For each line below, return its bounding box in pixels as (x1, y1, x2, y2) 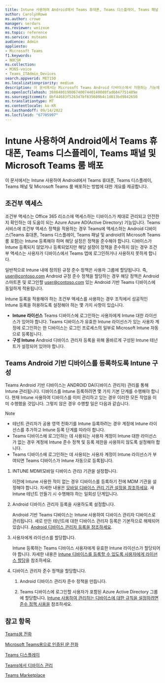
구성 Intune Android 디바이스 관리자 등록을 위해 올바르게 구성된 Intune (12, 337, 149, 343)
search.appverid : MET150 (5, 76, 56, 81)
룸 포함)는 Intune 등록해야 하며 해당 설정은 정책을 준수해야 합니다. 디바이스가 (5, 238, 152, 244)
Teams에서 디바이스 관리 (5, 662, 53, 668)
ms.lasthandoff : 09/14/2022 (5, 108, 63, 113)
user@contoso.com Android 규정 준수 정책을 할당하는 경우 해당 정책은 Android (5, 273, 159, 279)
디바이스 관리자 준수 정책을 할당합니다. (12, 568, 86, 574)
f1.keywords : (5, 53, 32, 58)
